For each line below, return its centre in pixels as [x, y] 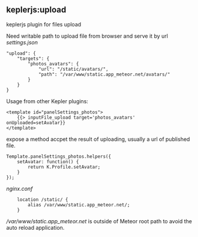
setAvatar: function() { [48, 161]
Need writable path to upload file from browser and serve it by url [87, 36]
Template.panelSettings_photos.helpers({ [59, 156]
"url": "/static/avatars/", [73, 69]
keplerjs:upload [36, 10]
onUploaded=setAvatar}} [36, 122]
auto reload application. [35, 227]
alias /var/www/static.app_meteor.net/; [79, 205]
